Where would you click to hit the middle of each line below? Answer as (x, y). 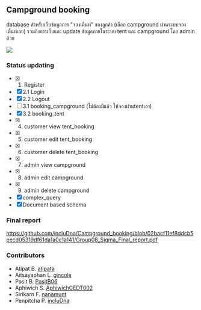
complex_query (42, 197)
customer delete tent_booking (61, 152)
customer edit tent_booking (58, 139)
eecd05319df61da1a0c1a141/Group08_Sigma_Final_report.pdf (82, 240)
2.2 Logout (36, 99)
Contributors (26, 255)
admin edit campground (54, 178)
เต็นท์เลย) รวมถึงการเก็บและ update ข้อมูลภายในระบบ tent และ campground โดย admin (101, 31)
